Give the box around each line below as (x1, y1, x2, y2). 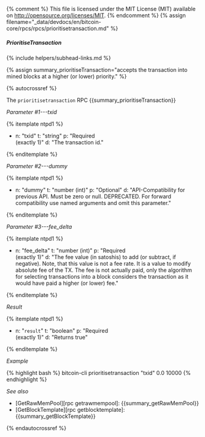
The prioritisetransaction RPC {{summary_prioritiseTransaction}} (6, 96, 176, 104)
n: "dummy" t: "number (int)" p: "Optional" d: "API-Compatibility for (15, 186, 185, 193)
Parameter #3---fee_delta (6, 223, 72, 230)
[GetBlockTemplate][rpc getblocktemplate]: (15, 406, 125, 413)
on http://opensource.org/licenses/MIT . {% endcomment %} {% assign (6, 12, 186, 19)
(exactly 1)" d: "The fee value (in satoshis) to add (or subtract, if (15, 253, 176, 260)
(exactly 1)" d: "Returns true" (15, 333, 88, 341)
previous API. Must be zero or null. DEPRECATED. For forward (15, 193, 172, 200)
